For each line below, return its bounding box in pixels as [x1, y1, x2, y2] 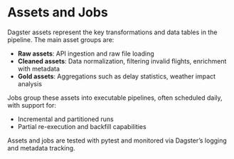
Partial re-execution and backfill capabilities [17, 122, 147, 130]
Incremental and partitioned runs [17, 115, 114, 123]
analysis [17, 79, 43, 88]
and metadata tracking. [7, 143, 76, 152]
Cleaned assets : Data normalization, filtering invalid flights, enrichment [17, 56, 227, 65]
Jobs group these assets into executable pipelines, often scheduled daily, [7, 93, 223, 102]
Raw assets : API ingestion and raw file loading [17, 49, 154, 58]
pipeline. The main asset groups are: [7, 35, 115, 43]
